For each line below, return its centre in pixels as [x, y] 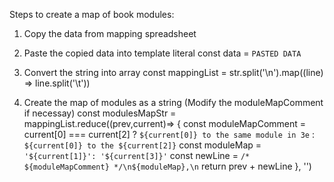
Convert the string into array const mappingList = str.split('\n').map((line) [173, 72]
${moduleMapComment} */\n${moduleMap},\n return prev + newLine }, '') [167, 166]
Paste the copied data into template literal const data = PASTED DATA [162, 53]
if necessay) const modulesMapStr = [100, 113]
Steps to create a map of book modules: [92, 14]
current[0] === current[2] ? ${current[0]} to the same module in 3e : [169, 134]
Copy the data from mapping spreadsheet [110, 33]
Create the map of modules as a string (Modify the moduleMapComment [173, 102]
